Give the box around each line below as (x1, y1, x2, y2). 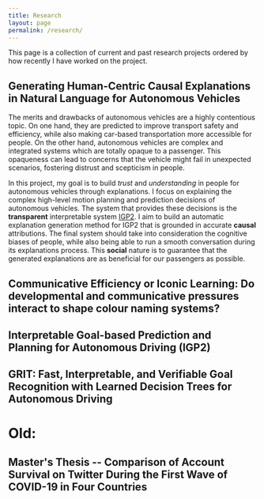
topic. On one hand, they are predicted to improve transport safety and (8, 121, 239, 130)
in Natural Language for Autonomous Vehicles (8, 92, 241, 105)
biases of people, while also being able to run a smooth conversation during (8, 237, 255, 247)
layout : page (8, 19, 51, 27)
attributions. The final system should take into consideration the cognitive (8, 229, 247, 238)
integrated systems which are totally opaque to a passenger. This (8, 146, 221, 156)
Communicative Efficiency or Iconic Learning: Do (8, 277, 255, 290)
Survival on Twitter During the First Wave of (8, 467, 228, 481)
